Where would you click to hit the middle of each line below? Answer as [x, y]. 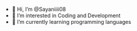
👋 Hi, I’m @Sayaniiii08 [39, 9]
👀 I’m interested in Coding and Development [66, 15]
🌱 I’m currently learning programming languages [71, 22]
